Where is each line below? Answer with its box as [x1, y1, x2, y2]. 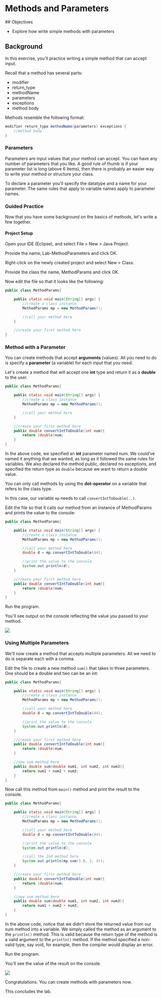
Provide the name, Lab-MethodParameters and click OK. [5, 251, 118, 256]
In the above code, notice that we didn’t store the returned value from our [5, 921, 151, 927]
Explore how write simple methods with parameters [12, 28, 115, 34]
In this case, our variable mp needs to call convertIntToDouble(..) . [5, 495, 136, 501]
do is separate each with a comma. [5, 656, 75, 661]
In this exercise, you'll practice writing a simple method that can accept [5, 55, 147, 61]
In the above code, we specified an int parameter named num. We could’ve [5, 451, 155, 457]
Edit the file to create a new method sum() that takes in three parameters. [5, 665, 150, 671]
